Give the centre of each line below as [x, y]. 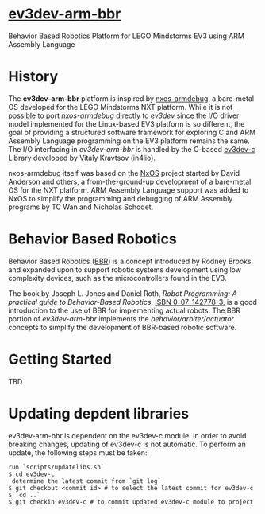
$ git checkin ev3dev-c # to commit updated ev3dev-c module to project [131, 502]
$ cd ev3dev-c [32, 474]
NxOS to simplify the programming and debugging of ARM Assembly [121, 198]
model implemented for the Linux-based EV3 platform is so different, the [127, 123]
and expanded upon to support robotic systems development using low [125, 269]
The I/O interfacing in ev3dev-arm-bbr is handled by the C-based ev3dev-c [132, 149]
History [33, 77]
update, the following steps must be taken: [78, 452]
